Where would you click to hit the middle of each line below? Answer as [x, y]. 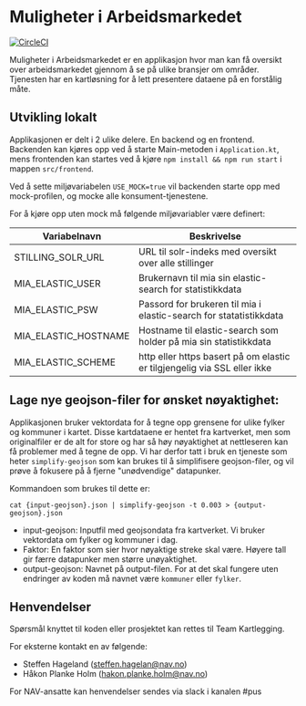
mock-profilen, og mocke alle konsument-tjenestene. [109, 196]
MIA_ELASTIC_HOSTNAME [72, 336]
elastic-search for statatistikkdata [211, 315]
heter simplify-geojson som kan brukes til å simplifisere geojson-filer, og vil [152, 461]
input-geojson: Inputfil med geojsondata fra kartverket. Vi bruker [144, 530]
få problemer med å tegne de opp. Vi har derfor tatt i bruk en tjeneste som [148, 451]
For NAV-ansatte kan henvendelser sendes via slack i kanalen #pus [136, 691]
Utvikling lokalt [53, 117]
